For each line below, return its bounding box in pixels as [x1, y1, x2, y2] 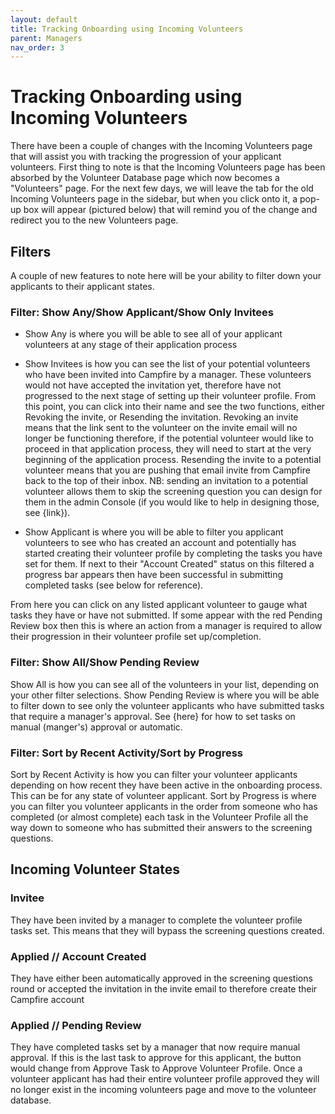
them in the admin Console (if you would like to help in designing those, [24, 496, 320, 508]
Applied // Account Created [10, 949, 147, 963]
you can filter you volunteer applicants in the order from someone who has [10, 800, 318, 812]
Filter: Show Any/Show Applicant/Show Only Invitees [10, 305, 274, 319]
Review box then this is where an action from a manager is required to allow [10, 620, 323, 632]
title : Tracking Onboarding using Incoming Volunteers [10, 24, 244, 34]
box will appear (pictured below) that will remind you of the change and [23, 204, 318, 216]
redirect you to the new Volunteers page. [10, 214, 179, 226]
